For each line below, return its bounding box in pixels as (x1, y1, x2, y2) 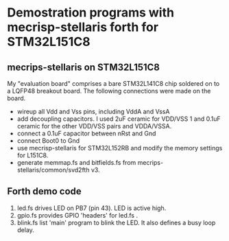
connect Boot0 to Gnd (16, 137, 80, 145)
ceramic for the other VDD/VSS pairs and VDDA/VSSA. (16, 122, 172, 130)
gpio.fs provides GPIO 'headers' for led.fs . (16, 211, 138, 219)
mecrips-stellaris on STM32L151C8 (7, 61, 160, 73)
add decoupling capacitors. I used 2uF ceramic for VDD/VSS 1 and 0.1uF (16, 115, 221, 123)
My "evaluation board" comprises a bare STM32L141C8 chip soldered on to (7, 80, 220, 87)
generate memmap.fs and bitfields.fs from (16, 159, 136, 166)
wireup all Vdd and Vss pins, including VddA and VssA (16, 108, 170, 115)
